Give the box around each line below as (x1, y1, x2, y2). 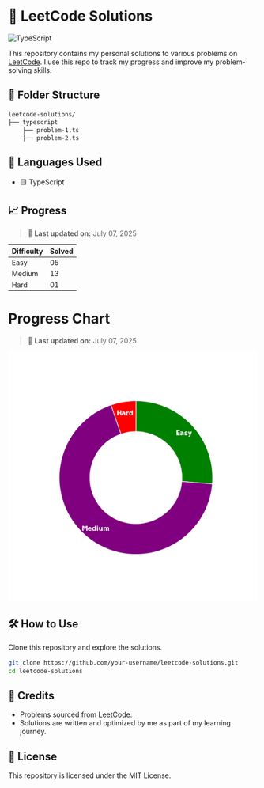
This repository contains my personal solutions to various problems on (8, 48, 238, 58)
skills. (33, 65, 52, 74)
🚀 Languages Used (8, 156, 103, 169)
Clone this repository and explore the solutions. (8, 642, 163, 652)
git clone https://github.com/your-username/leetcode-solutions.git (8, 658, 239, 667)
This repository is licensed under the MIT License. (8, 771, 172, 780)
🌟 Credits (8, 689, 55, 703)
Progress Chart (8, 310, 111, 328)
